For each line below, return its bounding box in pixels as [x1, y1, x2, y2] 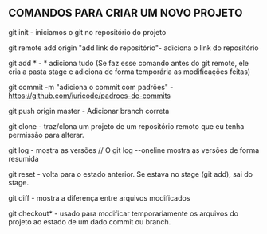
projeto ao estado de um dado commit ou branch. [8, 216, 171, 226]
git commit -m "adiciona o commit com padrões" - [8, 82, 174, 92]
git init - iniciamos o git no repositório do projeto [8, 27, 167, 37]
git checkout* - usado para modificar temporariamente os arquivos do [8, 209, 239, 218]
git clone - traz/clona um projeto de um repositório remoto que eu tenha [8, 121, 245, 131]
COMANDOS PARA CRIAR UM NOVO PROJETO [8, 6, 243, 20]
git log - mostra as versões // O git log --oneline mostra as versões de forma [8, 145, 260, 154]
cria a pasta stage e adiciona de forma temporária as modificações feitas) [8, 67, 251, 76]
